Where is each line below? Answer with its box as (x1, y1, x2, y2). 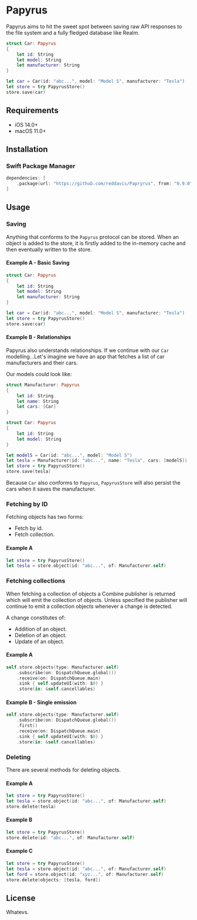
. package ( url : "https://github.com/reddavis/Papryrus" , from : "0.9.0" (16, 181, 193, 187)
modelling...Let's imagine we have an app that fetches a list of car (6, 353, 165, 360)
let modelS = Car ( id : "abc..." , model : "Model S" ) (6, 452, 133, 458)
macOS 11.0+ (14, 127, 46, 134)
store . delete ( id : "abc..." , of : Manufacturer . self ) (6, 834, 135, 841)
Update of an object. (14, 638, 64, 645)
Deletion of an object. (14, 631, 67, 638)
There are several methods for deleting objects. (6, 766, 121, 773)
